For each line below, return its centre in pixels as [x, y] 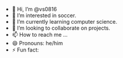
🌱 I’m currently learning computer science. [64, 22]
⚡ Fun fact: [25, 50]
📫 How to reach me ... [40, 35]
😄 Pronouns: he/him [37, 43]
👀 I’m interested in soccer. [44, 15]
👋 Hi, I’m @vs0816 [34, 9]
